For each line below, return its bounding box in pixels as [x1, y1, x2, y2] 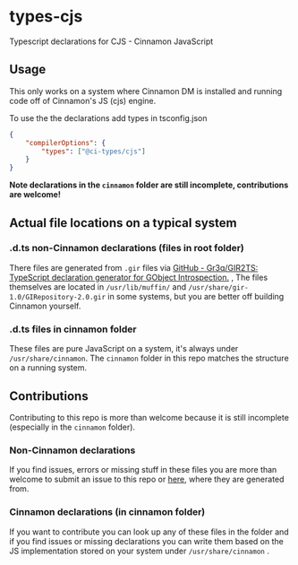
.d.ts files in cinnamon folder [9, 323, 137, 335]
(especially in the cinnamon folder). [9, 422, 136, 432]
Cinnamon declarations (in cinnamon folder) [9, 506, 206, 518]
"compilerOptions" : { [25, 138, 106, 147]
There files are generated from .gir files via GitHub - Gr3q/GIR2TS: [9, 262, 259, 273]
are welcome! [9, 189, 61, 200]
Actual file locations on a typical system [9, 215, 237, 230]
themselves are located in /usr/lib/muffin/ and [9, 281, 187, 292]
